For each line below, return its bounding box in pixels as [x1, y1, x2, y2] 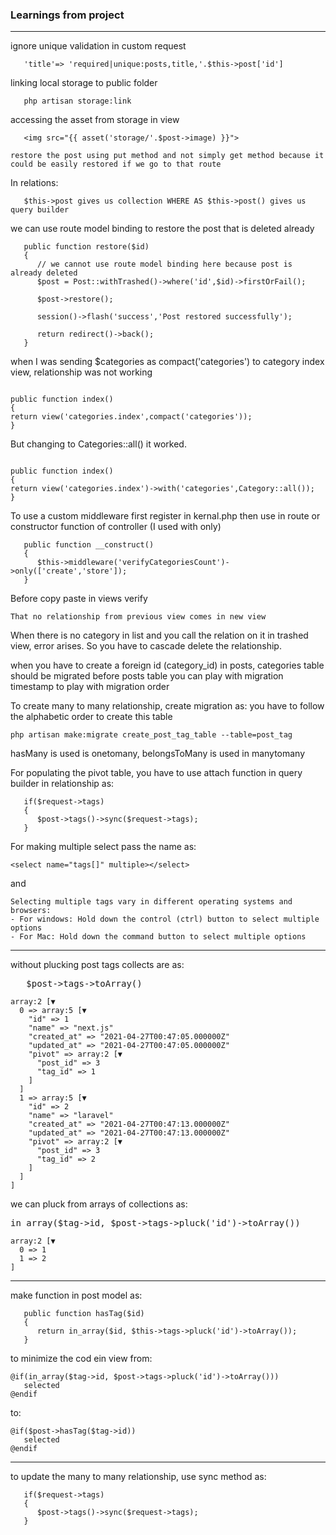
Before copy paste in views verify [10, 593, 148, 605]
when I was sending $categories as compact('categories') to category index [10, 356, 325, 368]
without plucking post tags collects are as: [10, 959, 185, 971]
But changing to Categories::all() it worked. [10, 438, 187, 450]
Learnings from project [10, 8, 125, 22]
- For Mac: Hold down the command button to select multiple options [10, 932, 307, 942]
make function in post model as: [10, 1289, 143, 1302]
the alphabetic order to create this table [10, 711, 173, 723]
